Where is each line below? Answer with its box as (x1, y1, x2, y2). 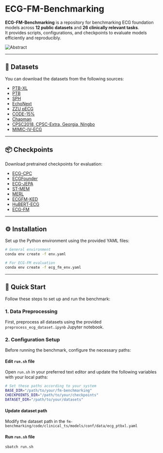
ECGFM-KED (12, 196, 38, 202)
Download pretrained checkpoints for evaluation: (5, 161, 103, 167)
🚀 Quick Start (5, 283, 46, 291)
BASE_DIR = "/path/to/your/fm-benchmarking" (5, 388, 92, 393)
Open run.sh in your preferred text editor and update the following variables (5, 369, 157, 375)
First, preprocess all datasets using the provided (5, 319, 102, 324)
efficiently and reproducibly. (5, 35, 62, 41)
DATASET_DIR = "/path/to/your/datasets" (5, 397, 83, 402)
